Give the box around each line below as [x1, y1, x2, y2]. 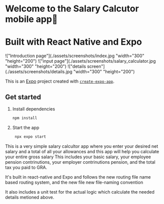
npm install [12, 115, 37, 120]
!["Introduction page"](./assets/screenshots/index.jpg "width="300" [5, 53, 145, 59]
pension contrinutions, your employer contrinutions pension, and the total [5, 159, 156, 165]
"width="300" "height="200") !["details [5, 63, 86, 70]
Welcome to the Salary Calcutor [5, 3, 139, 14]
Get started [5, 93, 41, 101]
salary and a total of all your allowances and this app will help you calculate [5, 148, 160, 154]
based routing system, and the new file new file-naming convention [5, 179, 143, 185]
